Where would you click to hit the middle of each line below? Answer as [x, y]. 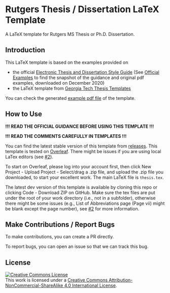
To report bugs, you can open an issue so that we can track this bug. [77, 246]
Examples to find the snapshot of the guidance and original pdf [78, 78]
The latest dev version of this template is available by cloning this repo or [81, 187]
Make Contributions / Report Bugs [60, 224]
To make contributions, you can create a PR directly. [60, 237]
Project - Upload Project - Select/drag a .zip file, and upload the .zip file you [84, 172]
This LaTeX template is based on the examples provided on [67, 62]
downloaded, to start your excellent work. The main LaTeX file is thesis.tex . [85, 177]
